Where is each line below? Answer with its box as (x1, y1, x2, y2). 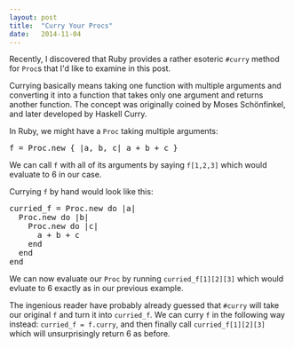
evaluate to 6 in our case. (9, 170, 102, 180)
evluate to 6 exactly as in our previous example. (9, 283, 184, 294)
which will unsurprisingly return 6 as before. (9, 328, 171, 339)
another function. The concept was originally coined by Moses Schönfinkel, (9, 99, 286, 110)
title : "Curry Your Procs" (9, 21, 114, 30)
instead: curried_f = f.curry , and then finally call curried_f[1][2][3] (9, 319, 266, 329)
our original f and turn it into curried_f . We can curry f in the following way (9, 310, 286, 320)
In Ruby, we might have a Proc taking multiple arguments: (9, 126, 219, 137)
